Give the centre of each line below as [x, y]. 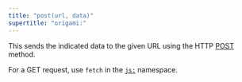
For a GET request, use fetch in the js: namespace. [93, 69]
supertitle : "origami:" [48, 23]
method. [22, 54]
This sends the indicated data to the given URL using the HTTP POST [121, 45]
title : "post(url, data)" [51, 16]
